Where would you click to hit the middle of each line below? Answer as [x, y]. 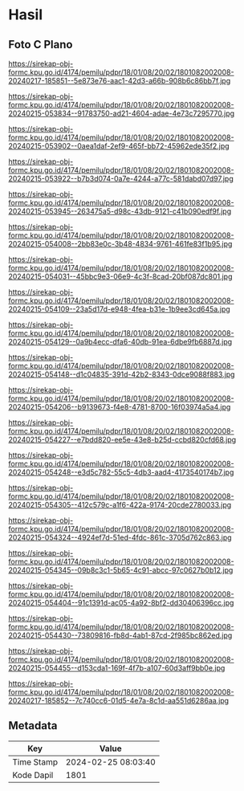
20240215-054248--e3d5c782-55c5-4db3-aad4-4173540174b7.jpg [121, 472]
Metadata [33, 726]
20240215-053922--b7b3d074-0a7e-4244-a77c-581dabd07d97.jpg [121, 179]
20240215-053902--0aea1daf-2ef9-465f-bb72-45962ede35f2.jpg [119, 146]
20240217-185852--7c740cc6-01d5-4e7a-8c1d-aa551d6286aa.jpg [119, 701]
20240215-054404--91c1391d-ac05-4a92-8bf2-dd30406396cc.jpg [121, 603]
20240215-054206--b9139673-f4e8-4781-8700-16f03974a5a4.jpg [120, 407]
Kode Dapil [33, 775]
